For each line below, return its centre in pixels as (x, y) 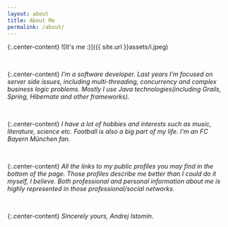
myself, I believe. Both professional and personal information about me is (114, 181)
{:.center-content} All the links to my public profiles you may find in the (110, 166)
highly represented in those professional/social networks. (91, 189)
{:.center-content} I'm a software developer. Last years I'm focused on (110, 74)
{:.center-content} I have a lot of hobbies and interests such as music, (109, 124)
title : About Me (31, 20)
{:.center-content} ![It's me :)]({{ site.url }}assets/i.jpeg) (88, 47)
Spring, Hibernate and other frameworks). (68, 97)
